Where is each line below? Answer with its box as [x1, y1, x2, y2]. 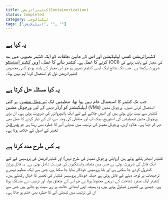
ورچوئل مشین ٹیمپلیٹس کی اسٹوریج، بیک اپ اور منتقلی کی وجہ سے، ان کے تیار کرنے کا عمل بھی [5, 115, 158, 121]
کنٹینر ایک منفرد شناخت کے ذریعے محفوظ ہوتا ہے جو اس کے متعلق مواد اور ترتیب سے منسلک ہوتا [5, 177, 159, 183]
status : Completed [5, 12, 44, 17]
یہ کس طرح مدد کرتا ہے [5, 142, 59, 150]
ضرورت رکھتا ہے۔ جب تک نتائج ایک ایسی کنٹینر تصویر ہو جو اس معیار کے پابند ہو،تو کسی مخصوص [5, 65, 160, 71]
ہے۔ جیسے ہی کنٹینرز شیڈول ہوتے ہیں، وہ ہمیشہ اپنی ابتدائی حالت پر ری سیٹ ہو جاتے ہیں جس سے [5, 183, 161, 189]
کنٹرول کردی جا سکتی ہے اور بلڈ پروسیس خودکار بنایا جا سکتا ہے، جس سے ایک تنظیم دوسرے [5, 166, 152, 172]
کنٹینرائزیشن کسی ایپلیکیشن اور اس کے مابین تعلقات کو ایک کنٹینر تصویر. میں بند [5, 53, 156, 59]
